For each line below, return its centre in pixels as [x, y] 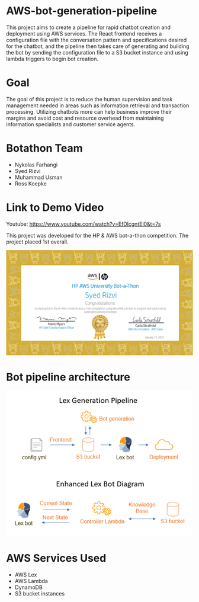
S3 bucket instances [40, 593]
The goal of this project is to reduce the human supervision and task [89, 99]
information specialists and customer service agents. [71, 124]
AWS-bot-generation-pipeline [82, 11]
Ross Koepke [31, 183]
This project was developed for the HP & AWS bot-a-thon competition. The [97, 235]
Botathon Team [44, 148]
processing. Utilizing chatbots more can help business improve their [89, 111]
